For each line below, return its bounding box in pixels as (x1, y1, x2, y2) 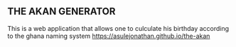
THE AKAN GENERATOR (7, 6, 116, 18)
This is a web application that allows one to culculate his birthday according (7, 24, 230, 32)
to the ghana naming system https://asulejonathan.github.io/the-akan (7, 32, 210, 40)
